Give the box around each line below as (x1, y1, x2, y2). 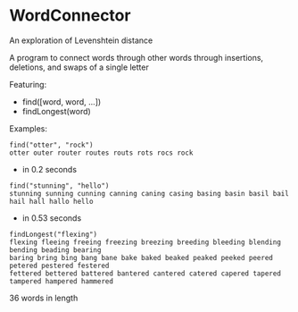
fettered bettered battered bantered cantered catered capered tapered (9, 269, 281, 278)
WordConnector (9, 5, 131, 26)
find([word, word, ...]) (21, 96, 102, 107)
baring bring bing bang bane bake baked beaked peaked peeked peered (9, 253, 274, 262)
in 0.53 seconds (21, 212, 82, 223)
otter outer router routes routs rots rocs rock (9, 148, 194, 157)
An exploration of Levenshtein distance (9, 35, 153, 46)
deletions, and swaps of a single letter (9, 62, 149, 72)
